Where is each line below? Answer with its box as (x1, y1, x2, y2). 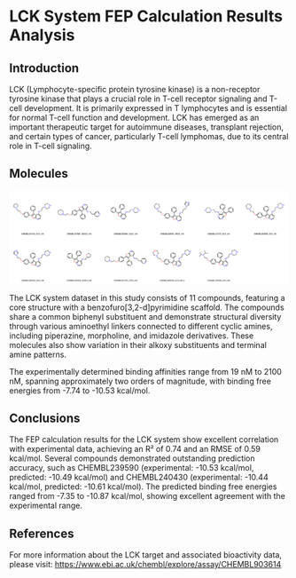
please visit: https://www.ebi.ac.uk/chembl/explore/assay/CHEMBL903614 (9, 559, 282, 570)
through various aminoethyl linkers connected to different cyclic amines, (9, 321, 273, 331)
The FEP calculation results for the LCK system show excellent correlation (9, 434, 279, 445)
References (9, 526, 74, 541)
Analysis (9, 25, 75, 45)
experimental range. (9, 500, 82, 511)
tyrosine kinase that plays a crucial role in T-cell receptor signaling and (9, 93, 268, 104)
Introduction (9, 60, 80, 75)
